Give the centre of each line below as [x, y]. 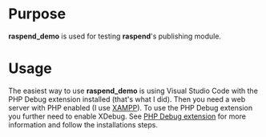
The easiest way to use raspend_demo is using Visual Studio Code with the [133, 91]
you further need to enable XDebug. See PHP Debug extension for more [127, 116]
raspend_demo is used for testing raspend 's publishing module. [115, 36]
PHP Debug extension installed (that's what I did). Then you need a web [127, 99]
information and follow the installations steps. [83, 124]
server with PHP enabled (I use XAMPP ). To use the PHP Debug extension [131, 107]
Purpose [37, 14]
